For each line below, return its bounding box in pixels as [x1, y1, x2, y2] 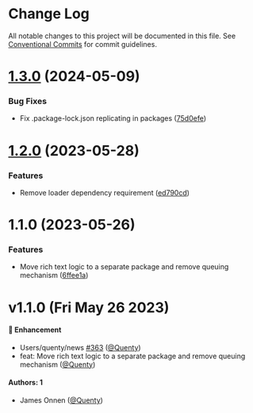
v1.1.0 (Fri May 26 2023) [8, 299, 170, 316]
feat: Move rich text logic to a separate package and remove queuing [19, 351, 246, 361]
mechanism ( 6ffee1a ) [19, 271, 89, 280]
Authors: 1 [8, 378, 44, 388]
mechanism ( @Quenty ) [19, 359, 96, 369]
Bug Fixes [8, 96, 48, 107]
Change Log [8, 5, 90, 23]
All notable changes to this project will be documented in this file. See [8, 31, 236, 41]
